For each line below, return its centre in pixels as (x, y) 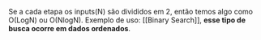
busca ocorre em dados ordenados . (70, 28)
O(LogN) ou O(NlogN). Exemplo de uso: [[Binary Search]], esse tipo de (127, 20)
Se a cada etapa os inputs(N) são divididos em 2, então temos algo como (131, 12)
